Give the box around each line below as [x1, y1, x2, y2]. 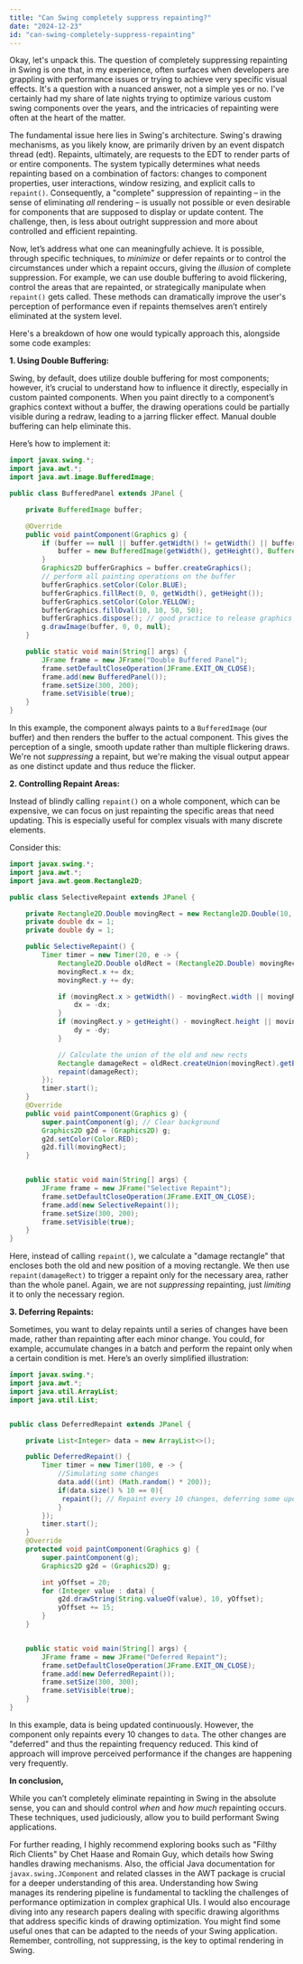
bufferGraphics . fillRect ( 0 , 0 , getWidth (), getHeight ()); [41, 588, 264, 597]
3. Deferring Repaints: [9, 1307, 95, 1318]
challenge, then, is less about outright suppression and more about [9, 216, 259, 227]
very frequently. [9, 1757, 69, 1768]
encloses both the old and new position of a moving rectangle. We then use [9, 1260, 290, 1271]
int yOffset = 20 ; [41, 1578, 111, 1587]
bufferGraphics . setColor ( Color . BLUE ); [41, 580, 188, 589]
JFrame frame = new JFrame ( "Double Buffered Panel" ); [41, 655, 248, 664]
